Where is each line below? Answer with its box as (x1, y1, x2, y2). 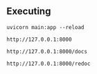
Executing (6, 6, 51, 17)
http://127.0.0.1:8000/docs (6, 48, 88, 55)
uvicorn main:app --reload (6, 24, 85, 30)
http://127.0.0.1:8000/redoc (6, 60, 91, 67)
